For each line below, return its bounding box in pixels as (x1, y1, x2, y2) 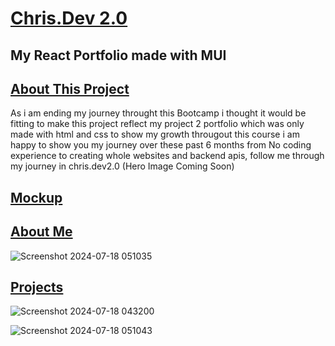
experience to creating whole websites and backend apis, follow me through (10, 150, 325, 162)
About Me (10, 223, 73, 241)
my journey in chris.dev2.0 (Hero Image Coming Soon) (10, 160, 235, 172)
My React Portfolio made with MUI (10, 47, 227, 64)
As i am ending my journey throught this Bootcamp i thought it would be (10, 107, 307, 119)
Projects (10, 278, 64, 296)
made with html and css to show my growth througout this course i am (10, 128, 300, 141)
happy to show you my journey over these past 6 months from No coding (10, 139, 312, 151)
